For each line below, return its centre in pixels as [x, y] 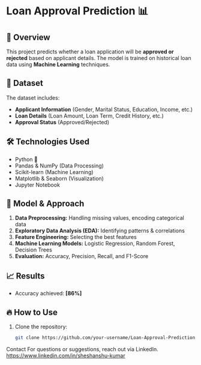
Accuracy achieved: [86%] [48, 294]
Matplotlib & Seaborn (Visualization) [59, 178]
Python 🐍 [26, 159]
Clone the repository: [41, 327]
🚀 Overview [28, 37]
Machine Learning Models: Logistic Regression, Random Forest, [95, 244]
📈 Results [25, 276]
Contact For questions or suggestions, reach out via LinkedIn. [82, 349]
